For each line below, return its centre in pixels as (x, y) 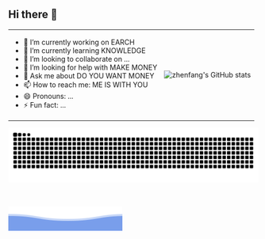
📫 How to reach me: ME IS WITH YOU (86, 85)
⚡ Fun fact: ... (44, 104)
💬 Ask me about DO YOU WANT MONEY (89, 75)
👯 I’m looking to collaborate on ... (77, 59)
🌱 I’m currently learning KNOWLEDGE (84, 50)
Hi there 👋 (33, 15)
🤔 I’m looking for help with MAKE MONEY (90, 67)
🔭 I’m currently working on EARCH (79, 42)
